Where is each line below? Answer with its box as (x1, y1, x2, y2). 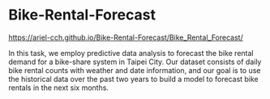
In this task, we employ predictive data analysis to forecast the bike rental (8, 48, 254, 58)
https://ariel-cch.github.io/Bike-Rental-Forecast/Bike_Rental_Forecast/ (8, 32, 243, 42)
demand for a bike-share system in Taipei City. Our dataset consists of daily (8, 57, 262, 67)
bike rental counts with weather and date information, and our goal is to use (8, 65, 261, 75)
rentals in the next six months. (8, 83, 109, 93)
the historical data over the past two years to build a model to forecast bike (8, 74, 259, 84)
